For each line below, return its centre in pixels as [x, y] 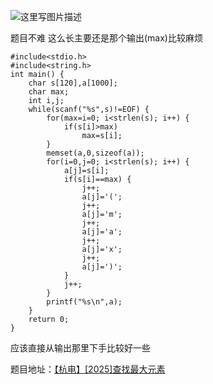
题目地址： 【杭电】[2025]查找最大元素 [88, 369]
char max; [49, 92]
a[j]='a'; [102, 232]
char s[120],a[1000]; [73, 83]
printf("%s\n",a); [84, 302]
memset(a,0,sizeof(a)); [95, 153]
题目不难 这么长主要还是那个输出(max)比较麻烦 [106, 38]
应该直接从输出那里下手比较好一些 [80, 348]
